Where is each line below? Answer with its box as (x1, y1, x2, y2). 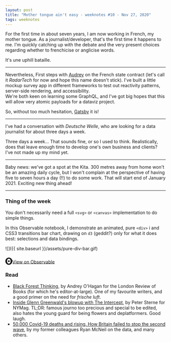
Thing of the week (5, 198, 51, 205)
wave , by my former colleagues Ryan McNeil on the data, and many (12, 326, 155, 332)
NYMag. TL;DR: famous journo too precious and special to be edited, (12, 304, 157, 311)
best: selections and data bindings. (5, 235, 79, 242)
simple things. (5, 215, 35, 221)
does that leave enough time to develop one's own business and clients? (5, 144, 158, 150)
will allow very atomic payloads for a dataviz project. (5, 99, 116, 105)
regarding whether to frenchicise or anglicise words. (5, 47, 116, 54)
